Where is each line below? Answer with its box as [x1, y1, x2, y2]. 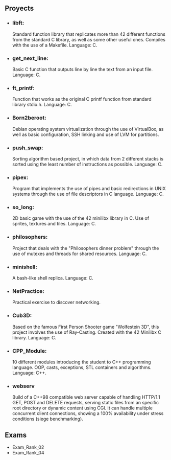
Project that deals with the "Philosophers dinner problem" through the [12, 245, 159, 251]
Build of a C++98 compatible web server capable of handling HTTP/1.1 [12, 394, 160, 400]
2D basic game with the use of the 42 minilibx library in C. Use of [12, 215, 149, 221]
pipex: [12, 174, 29, 181]
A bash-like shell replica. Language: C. [12, 275, 94, 281]
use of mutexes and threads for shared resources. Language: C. [12, 250, 147, 257]
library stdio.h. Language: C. [12, 102, 72, 108]
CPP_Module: [12, 347, 47, 354]
